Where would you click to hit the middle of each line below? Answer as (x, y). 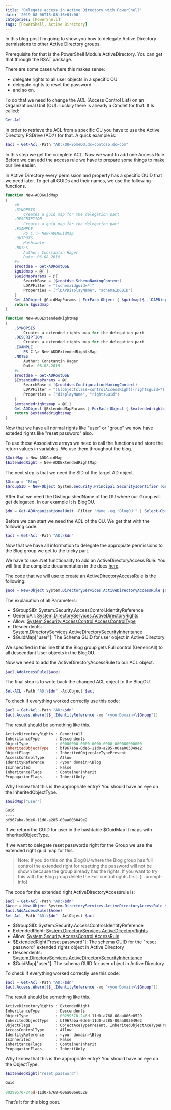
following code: (21, 526)
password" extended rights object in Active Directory (68, 947)
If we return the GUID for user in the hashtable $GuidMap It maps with (79, 830)
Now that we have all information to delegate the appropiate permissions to (84, 545)
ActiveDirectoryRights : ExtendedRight (48, 1006)
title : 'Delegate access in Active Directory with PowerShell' (74, 10)
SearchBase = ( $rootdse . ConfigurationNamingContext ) (81, 385)
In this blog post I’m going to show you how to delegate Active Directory (81, 39)
